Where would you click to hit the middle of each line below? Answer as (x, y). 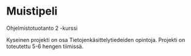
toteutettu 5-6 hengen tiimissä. (45, 46)
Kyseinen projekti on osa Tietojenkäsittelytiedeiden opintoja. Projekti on (96, 40)
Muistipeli (32, 11)
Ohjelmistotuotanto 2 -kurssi (42, 28)
